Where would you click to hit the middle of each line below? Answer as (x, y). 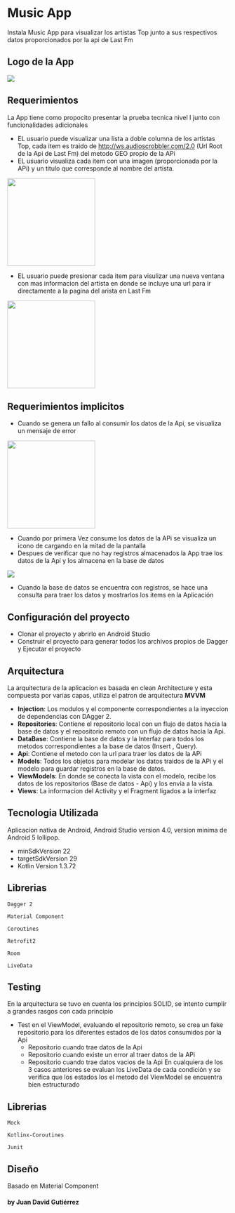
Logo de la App (41, 62)
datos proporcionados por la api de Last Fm (70, 39)
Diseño (23, 1169)
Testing (24, 987)
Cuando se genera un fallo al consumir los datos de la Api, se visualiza (119, 423)
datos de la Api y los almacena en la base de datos (91, 561)
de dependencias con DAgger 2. (64, 716)
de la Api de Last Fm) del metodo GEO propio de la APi (96, 153)
